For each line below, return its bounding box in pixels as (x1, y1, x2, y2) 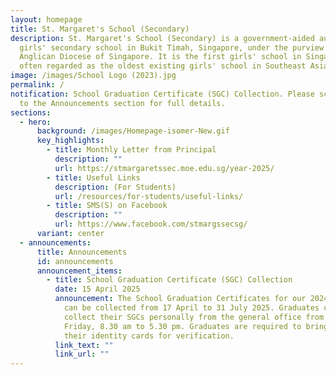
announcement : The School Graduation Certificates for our (54, 294, 307, 304)
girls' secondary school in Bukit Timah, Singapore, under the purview (19, 42, 325, 53)
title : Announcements (36, 247, 128, 257)
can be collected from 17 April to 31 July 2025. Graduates (63, 303, 320, 313)
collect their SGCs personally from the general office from (63, 312, 325, 322)
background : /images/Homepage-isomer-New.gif (36, 126, 230, 136)
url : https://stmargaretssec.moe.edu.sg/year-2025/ (54, 163, 275, 173)
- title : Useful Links (46, 172, 141, 183)
